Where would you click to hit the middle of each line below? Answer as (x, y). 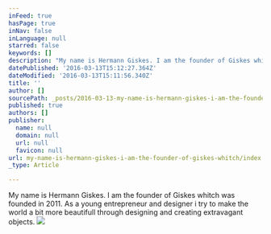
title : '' (25, 83)
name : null (34, 128)
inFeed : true (30, 16)
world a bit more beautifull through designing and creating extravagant (126, 212)
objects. (22, 222)
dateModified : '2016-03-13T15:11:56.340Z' (81, 76)
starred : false (34, 46)
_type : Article (34, 166)
